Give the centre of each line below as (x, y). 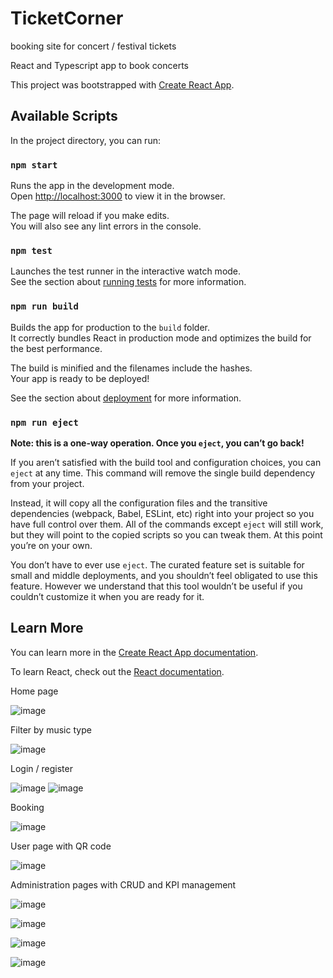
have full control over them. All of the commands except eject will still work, (167, 524)
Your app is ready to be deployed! (80, 378)
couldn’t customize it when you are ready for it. (107, 596)
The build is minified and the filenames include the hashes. (131, 368)
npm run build (44, 306)
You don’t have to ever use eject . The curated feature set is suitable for (157, 564)
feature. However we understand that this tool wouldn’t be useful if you (156, 586)
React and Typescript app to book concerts (100, 65)
